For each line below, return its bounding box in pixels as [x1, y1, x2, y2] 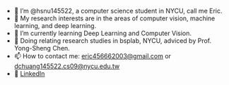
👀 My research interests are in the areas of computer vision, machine [13, 14, 216, 22]
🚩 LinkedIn [13, 70, 45, 77]
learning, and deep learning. [13, 22, 97, 30]
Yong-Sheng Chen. [13, 44, 71, 52]
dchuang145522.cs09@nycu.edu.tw [13, 62, 120, 70]
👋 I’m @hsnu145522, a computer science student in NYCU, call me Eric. [13, 7, 223, 15]
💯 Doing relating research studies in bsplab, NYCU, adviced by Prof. [13, 37, 212, 45]
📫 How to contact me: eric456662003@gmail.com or [13, 52, 172, 60]
